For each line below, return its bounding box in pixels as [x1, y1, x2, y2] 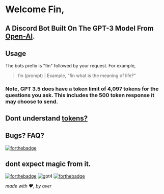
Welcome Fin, [5, 4, 65, 15]
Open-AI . [5, 32, 35, 40]
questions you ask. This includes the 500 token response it [5, 92, 154, 99]
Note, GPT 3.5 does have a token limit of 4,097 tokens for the [5, 85, 159, 92]
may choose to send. [5, 98, 59, 105]
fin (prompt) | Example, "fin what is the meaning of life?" [17, 72, 136, 79]
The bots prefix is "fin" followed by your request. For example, [5, 63, 136, 69]
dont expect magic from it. [5, 159, 91, 168]
